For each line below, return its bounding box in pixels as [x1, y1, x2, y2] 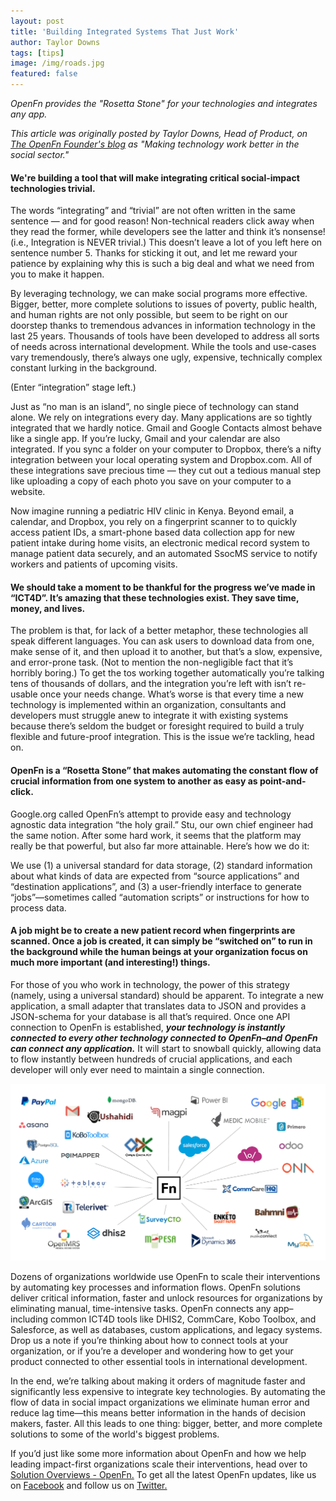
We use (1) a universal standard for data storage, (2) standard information [10, 859, 313, 871]
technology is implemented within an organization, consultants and [10, 699, 287, 711]
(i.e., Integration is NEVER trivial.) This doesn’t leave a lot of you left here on [10, 236, 323, 249]
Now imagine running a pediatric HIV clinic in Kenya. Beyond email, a [10, 505, 295, 517]
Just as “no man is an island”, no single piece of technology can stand [10, 401, 300, 413]
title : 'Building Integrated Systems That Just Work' [10, 26, 240, 37]
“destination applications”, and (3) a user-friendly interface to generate [10, 880, 302, 892]
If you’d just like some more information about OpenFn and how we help [10, 1447, 307, 1459]
